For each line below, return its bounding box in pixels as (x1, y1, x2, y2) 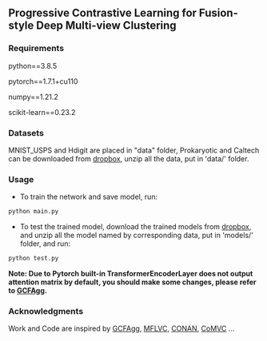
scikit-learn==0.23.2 (8, 107, 76, 117)
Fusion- (198, 6, 238, 20)
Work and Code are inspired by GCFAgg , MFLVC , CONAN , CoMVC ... (8, 323, 235, 334)
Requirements (8, 43, 65, 54)
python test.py (8, 255, 59, 263)
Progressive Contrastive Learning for (8, 6, 197, 20)
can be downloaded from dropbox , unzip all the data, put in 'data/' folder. (8, 153, 249, 163)
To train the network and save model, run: (19, 192, 158, 202)
